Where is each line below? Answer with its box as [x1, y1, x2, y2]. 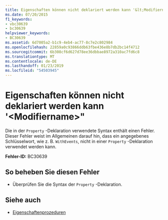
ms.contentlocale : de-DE [5, 59, 57, 64]
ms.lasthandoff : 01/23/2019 [5, 63, 64, 68]
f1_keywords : [5, 17, 32, 22]
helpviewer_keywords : [5, 31, 50, 36]
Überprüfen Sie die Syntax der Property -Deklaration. [12, 181, 122, 187]
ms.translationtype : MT [5, 54, 55, 59]
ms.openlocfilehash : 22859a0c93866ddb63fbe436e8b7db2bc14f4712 [5, 45, 140, 50]
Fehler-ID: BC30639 [5, 153, 47, 159]
